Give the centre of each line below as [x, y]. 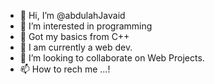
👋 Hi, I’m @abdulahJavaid [72, 15]
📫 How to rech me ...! [65, 69]
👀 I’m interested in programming [86, 26]
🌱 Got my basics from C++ [74, 36]
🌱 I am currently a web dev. [76, 47]
